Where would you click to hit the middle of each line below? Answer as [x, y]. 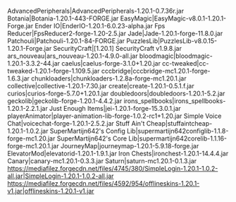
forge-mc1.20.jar [31, 138]
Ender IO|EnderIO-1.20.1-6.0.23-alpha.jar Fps [100, 26]
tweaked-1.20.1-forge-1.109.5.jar [54, 71]
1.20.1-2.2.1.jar [27, 108]
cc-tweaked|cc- [185, 63]
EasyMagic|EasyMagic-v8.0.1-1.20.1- [173, 18]
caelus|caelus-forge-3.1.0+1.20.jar [111, 63]
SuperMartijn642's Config [87, 131]
